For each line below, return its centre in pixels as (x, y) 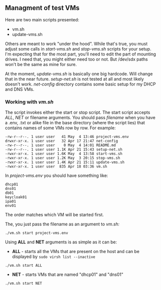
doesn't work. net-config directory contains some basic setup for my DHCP (80, 84)
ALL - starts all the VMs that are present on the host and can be (76, 252)
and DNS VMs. (20, 89)
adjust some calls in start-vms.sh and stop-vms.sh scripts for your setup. (78, 49)
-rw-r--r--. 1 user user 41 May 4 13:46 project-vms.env (67, 137)
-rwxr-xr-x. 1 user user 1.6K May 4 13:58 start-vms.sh (64, 154)
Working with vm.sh (29, 102)
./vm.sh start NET (24, 284)
